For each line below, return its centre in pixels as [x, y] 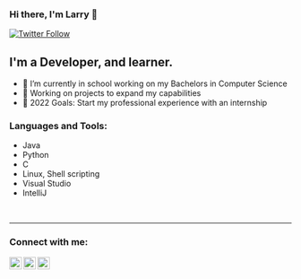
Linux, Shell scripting [61, 174]
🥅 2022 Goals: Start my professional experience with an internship [145, 103]
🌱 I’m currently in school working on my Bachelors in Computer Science [155, 83]
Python [35, 155]
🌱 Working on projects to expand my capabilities [112, 93]
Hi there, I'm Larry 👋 [54, 14]
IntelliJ [34, 193]
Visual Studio [47, 184]
